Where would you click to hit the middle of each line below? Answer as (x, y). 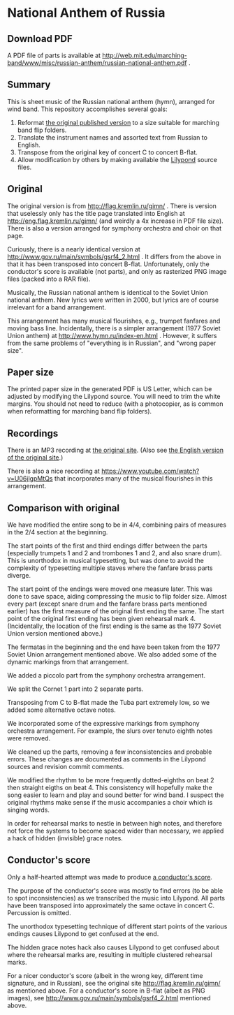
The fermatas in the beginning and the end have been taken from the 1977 (114, 647)
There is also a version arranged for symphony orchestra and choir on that (115, 228)
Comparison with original (64, 508)
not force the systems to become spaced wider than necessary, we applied (116, 831)
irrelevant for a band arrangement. (57, 307)
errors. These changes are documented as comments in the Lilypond (107, 759)
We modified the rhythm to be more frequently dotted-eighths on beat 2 (111, 780)
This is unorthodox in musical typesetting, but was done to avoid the (105, 561)
